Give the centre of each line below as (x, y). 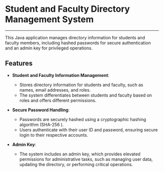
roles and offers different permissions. (58, 100)
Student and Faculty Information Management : (61, 75)
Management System (50, 19)
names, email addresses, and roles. (55, 90)
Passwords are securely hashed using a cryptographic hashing (83, 119)
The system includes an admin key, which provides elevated (80, 154)
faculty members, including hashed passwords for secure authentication (78, 43)
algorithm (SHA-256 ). (41, 124)
